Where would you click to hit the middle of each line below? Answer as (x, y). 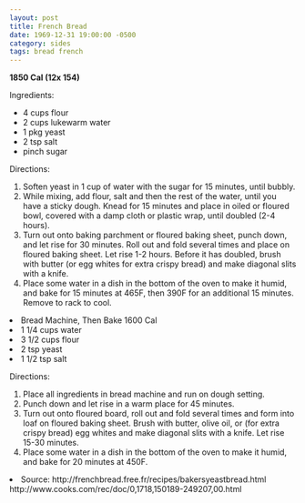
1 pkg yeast (44, 132)
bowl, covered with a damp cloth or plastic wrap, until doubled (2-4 (149, 216)
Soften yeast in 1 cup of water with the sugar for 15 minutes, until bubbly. (159, 186)
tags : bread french (46, 52)
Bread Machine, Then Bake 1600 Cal (89, 320)
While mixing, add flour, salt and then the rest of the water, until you (150, 196)
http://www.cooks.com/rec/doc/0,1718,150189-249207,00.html (126, 489)
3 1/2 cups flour (51, 340)
